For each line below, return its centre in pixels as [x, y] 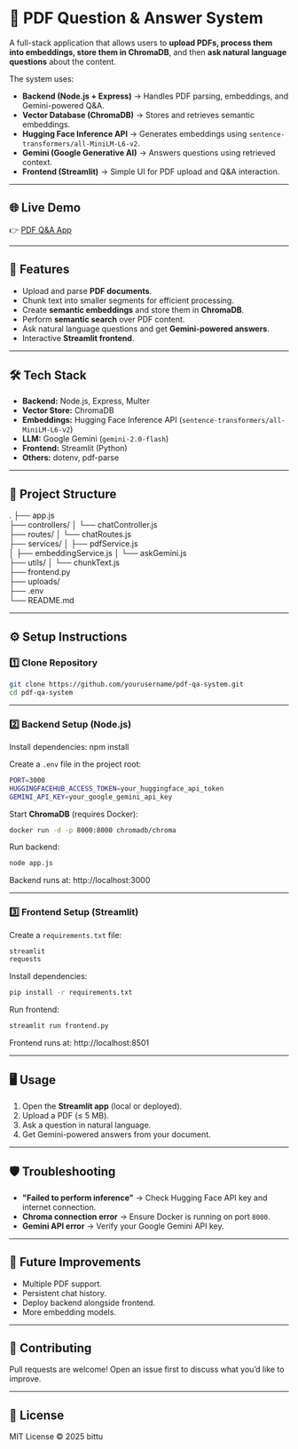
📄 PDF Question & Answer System [136, 18]
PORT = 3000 [27, 780]
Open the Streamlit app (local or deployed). [102, 1106]
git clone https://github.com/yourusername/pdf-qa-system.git [126, 684]
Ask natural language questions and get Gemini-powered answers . [146, 329]
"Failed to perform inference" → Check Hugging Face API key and [145, 1198]
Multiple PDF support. [62, 1284]
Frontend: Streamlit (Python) [74, 449]
